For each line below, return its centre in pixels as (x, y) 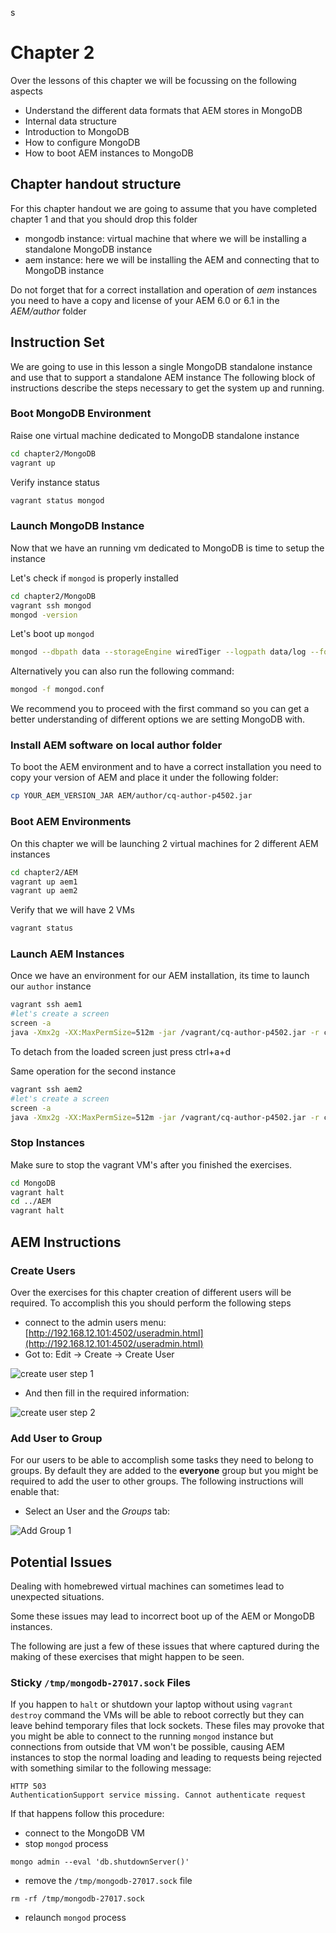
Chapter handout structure (96, 184)
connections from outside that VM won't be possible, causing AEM (147, 1747)
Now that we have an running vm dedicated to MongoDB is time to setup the (167, 548)
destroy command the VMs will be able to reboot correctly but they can (157, 1715)
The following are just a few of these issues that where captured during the (165, 1646)
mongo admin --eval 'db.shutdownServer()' (100, 1862)
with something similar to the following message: (111, 1768)
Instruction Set (57, 342)
